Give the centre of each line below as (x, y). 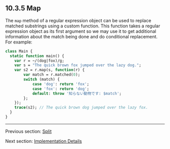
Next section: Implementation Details (44, 141)
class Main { (19, 51)
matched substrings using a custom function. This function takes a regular (83, 26)
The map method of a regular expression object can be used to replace (78, 20)
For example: (19, 42)
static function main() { (37, 56)
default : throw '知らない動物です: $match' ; (77, 93)
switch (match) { (41, 80)
